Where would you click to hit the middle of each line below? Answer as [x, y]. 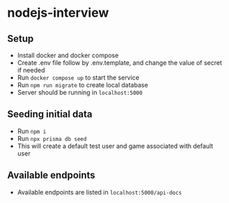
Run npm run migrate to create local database [82, 85]
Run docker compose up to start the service [78, 77]
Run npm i [32, 131]
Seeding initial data [50, 114]
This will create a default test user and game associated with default [115, 146]
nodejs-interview [58, 13]
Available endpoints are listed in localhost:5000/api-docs [100, 192]
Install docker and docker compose [68, 55]
